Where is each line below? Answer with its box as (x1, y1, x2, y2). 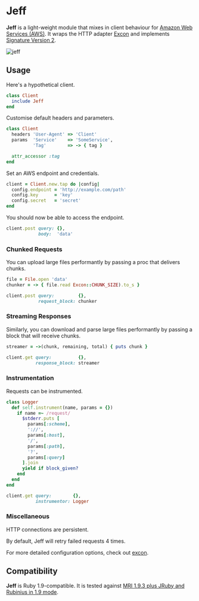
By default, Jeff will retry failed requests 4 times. (6, 537, 126, 544)
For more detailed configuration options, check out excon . (6, 549, 149, 556)
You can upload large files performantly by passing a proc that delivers (6, 259, 181, 266)
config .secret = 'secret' (11, 198, 82, 204)
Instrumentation (6, 374, 54, 382)
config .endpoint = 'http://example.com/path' (11, 186, 127, 193)
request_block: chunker (38, 298, 97, 304)
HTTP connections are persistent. (6, 525, 89, 533)
